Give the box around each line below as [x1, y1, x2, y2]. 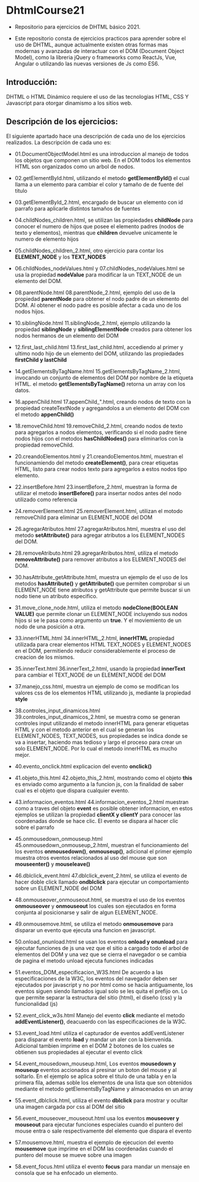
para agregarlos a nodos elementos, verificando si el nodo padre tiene [14, 429, 187, 436]
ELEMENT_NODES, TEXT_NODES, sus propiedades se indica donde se [14, 732, 188, 739]
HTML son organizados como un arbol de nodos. [14, 163, 135, 170]
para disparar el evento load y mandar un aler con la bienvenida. [14, 1036, 173, 1043]
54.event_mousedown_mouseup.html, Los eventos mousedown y [14, 1060, 176, 1067]
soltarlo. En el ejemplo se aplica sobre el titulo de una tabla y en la [14, 1073, 177, 1080]
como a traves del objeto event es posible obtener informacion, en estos [14, 804, 193, 812]
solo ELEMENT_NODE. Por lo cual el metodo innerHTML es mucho [14, 744, 178, 752]
